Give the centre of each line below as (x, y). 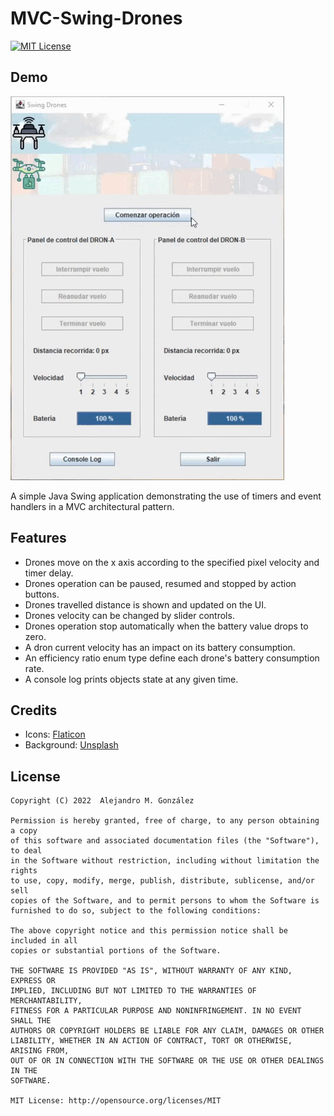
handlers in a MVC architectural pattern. (92, 506)
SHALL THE (31, 1021)
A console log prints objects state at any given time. (131, 679)
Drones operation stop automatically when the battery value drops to (166, 626)
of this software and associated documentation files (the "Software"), (165, 841)
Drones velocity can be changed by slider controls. (129, 615)
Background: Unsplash (71, 745)
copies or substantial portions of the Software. (116, 951)
